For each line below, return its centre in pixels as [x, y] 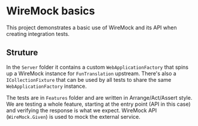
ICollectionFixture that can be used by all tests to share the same [89, 79]
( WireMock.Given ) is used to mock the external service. [73, 116]
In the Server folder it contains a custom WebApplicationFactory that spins [97, 67]
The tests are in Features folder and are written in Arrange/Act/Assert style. [99, 97]
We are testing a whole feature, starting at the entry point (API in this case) [98, 104]
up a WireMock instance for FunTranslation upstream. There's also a [91, 73]
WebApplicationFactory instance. [46, 86]
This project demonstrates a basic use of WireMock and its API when [91, 27]
